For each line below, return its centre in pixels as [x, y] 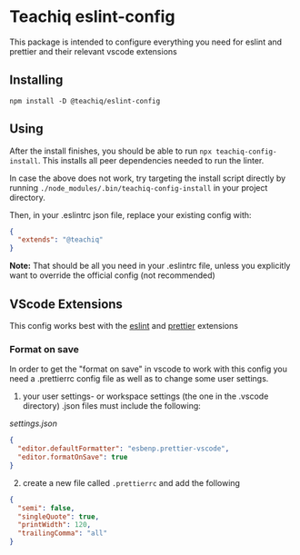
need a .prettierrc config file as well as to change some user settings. [139, 379]
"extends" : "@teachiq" [60, 240]
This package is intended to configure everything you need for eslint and [146, 42]
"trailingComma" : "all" [62, 533]
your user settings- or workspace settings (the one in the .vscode [145, 396]
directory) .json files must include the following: [112, 406]
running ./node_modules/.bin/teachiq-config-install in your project [139, 187]
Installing [36, 80]
